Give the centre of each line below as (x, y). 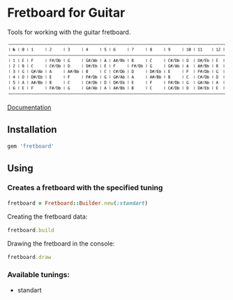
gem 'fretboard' (31, 147)
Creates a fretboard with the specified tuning (85, 188)
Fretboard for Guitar (66, 13)
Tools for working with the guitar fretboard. (69, 32)
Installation (32, 129)
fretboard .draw (29, 257)
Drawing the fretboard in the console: (61, 243)
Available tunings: (38, 275)
